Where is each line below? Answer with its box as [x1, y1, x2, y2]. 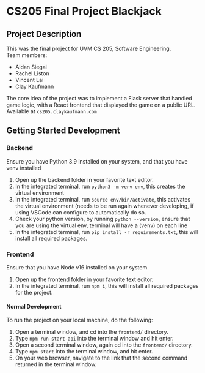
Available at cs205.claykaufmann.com [6, 108, 97, 115]
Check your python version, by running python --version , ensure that [15, 215, 190, 222]
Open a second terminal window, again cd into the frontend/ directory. [15, 341, 193, 349]
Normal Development [6, 303, 62, 310]
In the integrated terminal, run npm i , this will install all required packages [15, 282, 200, 289]
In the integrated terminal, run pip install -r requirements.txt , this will [15, 228, 198, 235]
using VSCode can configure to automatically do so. [15, 208, 146, 216]
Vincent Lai [15, 77, 44, 83]
